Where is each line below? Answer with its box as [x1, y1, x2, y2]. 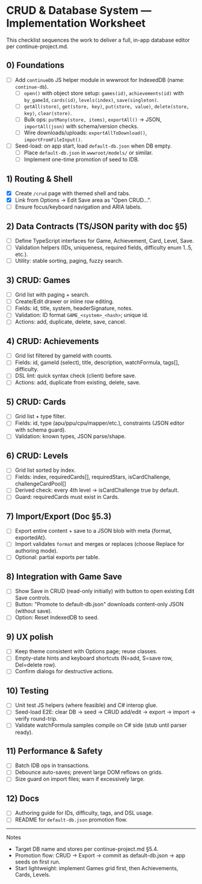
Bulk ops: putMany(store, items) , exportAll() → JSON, [23, 116, 162, 123]
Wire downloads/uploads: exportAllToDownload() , [23, 129, 147, 136]
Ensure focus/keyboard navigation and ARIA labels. [14, 203, 142, 211]
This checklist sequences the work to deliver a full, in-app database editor [6, 36, 191, 43]
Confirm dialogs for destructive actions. [14, 668, 114, 675]
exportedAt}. [14, 534, 47, 541]
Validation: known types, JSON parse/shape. [14, 433, 126, 440]
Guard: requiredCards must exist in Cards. [14, 494, 120, 501]
